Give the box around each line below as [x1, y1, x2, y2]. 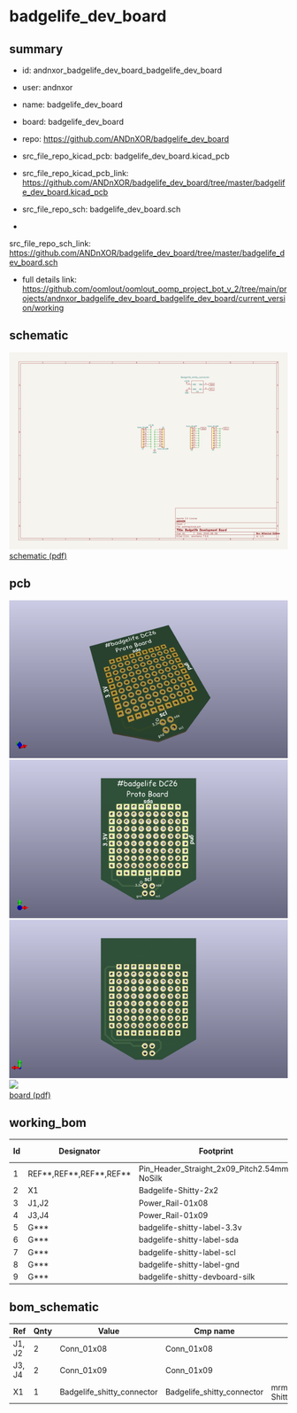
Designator [58, 1145, 101, 1157]
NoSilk [138, 1173, 163, 1184]
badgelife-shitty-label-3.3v [138, 1223, 242, 1233]
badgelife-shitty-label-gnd [138, 1259, 240, 1269]
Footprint [198, 1145, 234, 1157]
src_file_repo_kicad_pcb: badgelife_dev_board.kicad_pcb [21, 151, 230, 161]
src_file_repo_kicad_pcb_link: [21, 168, 129, 178]
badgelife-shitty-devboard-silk [138, 1271, 255, 1282]
